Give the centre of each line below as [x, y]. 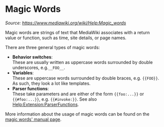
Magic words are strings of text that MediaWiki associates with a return [77, 32]
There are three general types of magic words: [53, 47]
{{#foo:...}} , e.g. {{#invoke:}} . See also [55, 99]
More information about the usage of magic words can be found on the [77, 114]
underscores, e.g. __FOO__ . [39, 67]
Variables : [23, 72]
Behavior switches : [32, 57]
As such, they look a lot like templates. [51, 83]
